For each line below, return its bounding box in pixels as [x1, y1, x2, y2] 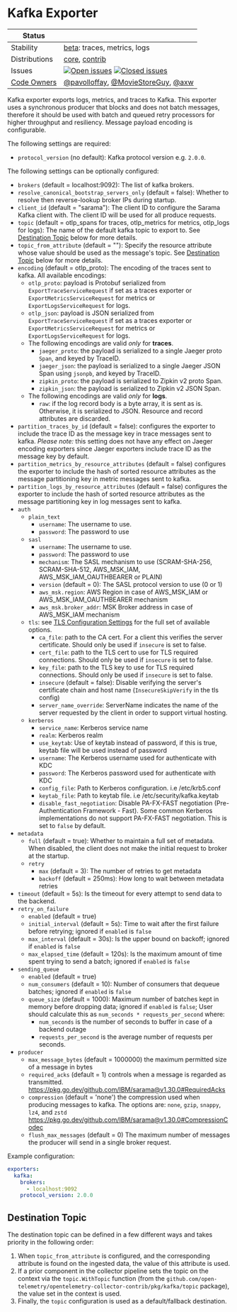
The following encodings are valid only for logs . [28, 392, 168, 400]
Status [22, 31, 45, 40]
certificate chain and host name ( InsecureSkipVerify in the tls [38, 685, 219, 694]
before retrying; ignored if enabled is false [28, 927, 152, 935]
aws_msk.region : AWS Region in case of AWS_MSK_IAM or [38, 588, 209, 596]
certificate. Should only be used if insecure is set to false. [38, 640, 207, 649]
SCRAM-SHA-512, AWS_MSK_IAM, [38, 565, 141, 573]
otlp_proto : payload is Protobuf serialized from [28, 278, 166, 287]
